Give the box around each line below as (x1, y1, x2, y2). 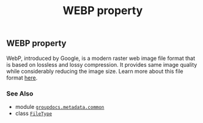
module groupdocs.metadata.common (15, 103, 105, 110)
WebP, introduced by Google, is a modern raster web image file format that (6, 54, 196, 62)
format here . (6, 74, 38, 81)
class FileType (15, 110, 53, 117)
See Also (6, 89, 34, 98)
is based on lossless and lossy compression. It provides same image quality (6, 61, 197, 68)
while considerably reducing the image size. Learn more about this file (6, 67, 183, 75)
